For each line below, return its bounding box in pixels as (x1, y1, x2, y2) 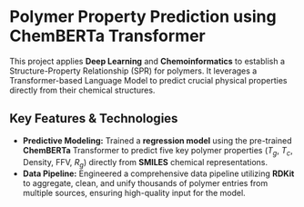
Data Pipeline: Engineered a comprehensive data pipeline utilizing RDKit (22, 168, 295, 179)
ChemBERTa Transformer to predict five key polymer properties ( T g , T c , (22, 144, 293, 158)
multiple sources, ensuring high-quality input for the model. (22, 188, 246, 199)
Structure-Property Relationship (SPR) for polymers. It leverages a (9, 65, 258, 76)
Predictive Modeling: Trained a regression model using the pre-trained (22, 134, 292, 146)
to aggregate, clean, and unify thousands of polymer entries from (22, 178, 269, 189)
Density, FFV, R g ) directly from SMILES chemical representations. (22, 156, 269, 170)
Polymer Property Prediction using (9, 6, 277, 27)
